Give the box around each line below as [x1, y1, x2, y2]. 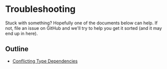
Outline [5, 45, 28, 53]
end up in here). [5, 30, 38, 36]
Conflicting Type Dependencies [12, 58, 78, 64]
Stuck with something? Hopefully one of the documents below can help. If [5, 20, 158, 26]
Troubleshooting [5, 3, 76, 15]
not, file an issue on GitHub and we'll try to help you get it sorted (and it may [5, 25, 162, 31]
